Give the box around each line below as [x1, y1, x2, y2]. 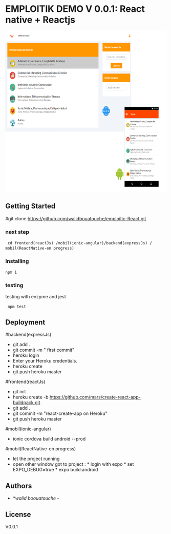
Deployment [5, 318, 46, 327]
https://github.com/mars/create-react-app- [49, 394, 141, 400]
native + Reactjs [5, 14, 76, 26]
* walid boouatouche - [12, 495, 60, 501]
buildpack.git [12, 399, 40, 406]
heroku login [12, 352, 39, 358]
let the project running [12, 455, 60, 462]
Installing [5, 257, 29, 264]
